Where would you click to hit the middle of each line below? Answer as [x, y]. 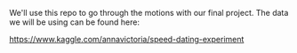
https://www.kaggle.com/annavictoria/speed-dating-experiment [127, 39]
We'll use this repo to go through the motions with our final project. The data [149, 13]
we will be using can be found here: [75, 22]
